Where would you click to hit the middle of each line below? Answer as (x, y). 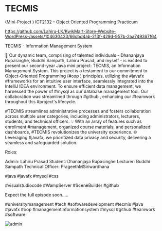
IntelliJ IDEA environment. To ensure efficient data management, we (73, 86)
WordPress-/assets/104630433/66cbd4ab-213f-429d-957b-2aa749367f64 (81, 36)
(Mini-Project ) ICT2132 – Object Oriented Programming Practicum (71, 22)
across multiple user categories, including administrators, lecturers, (72, 116)
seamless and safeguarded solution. (41, 142)
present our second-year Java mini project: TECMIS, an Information (73, 66)
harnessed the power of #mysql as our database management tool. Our (77, 91)
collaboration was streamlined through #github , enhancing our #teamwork (80, 96)
